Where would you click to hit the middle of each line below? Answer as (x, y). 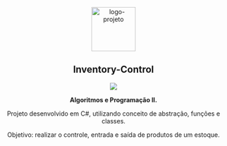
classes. (114, 121)
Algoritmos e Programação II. (114, 99)
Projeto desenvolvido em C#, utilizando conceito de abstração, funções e (114, 114)
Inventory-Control (114, 69)
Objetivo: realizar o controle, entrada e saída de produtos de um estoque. (114, 135)
